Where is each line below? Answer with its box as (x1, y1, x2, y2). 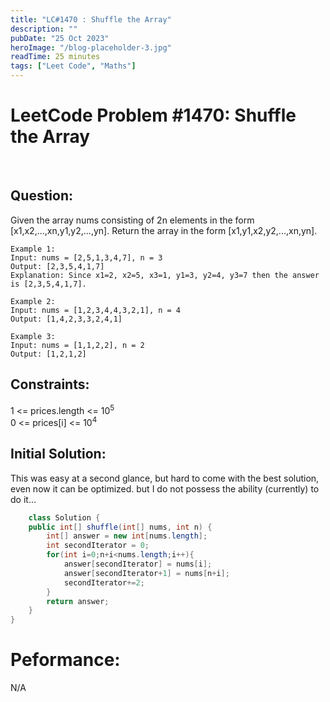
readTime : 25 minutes (10, 52, 101, 62)
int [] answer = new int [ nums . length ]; (46, 531, 208, 541)
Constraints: (10, 376, 90, 393)
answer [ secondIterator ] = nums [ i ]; (63, 559, 213, 570)
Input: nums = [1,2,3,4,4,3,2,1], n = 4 (10, 305, 182, 315)
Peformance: (10, 649, 121, 671)
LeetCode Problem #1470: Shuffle (10, 104, 297, 127)
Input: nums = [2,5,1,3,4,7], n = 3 (10, 252, 163, 263)
